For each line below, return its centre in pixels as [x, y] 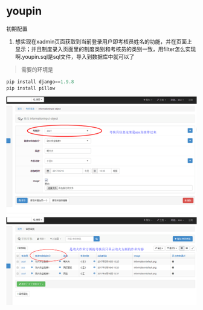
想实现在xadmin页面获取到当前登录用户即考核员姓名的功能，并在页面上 [103, 41]
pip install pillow [31, 88]
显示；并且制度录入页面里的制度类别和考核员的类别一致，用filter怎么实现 [105, 49]
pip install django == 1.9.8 [40, 82]
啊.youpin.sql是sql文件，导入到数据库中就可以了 [75, 56]
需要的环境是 [37, 69]
